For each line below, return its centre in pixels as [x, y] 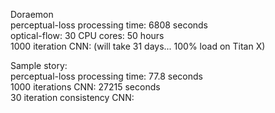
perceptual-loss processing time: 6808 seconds [109, 25]
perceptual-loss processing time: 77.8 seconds [106, 76]
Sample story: [39, 65]
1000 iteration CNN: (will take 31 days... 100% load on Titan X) [138, 46]
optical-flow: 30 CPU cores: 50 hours [87, 35]
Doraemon [32, 14]
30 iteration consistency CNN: [72, 97]
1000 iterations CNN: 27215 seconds [85, 87]
